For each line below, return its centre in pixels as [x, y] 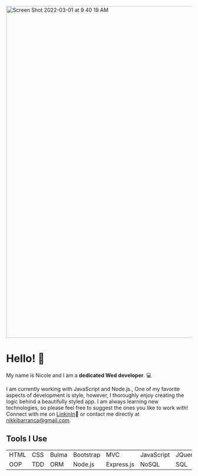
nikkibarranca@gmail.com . [39, 420]
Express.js [120, 464]
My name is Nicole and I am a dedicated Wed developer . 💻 [79, 375]
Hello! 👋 [26, 359]
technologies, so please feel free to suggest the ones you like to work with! [97, 408]
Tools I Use [27, 439]
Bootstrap [87, 455]
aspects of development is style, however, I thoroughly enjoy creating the [95, 395]
